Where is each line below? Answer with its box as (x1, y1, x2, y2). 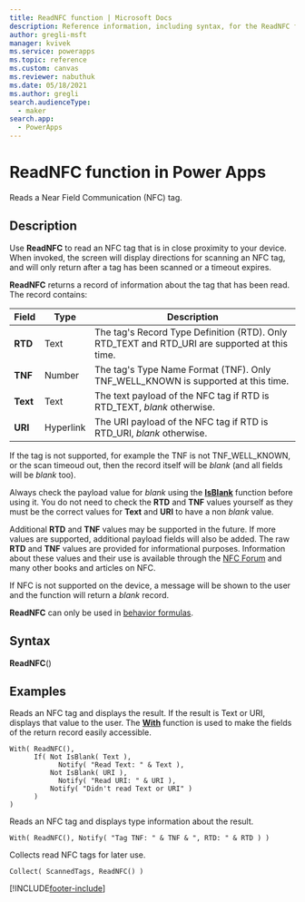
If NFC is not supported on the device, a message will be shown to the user (9, 580, 291, 591)
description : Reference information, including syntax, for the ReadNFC (9, 22, 290, 31)
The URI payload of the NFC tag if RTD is (94, 415, 269, 427)
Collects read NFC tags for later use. (9, 849, 146, 860)
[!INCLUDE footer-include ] (9, 883, 106, 894)
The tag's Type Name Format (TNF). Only (94, 363, 271, 376)
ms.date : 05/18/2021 (9, 81, 88, 90)
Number (44, 368, 80, 381)
